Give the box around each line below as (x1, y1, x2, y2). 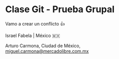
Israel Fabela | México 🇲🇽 (5, 32, 60, 39)
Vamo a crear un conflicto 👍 (5, 20, 65, 26)
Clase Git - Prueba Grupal (5, 4, 115, 15)
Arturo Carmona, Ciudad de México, (5, 42, 81, 49)
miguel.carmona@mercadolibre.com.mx (5, 48, 89, 54)
